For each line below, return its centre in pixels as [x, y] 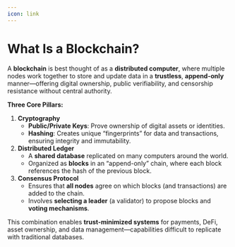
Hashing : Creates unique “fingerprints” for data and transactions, [123, 133]
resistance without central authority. [60, 91]
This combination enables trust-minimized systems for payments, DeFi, [113, 222]
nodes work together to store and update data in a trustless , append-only [116, 76]
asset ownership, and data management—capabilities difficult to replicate [114, 229]
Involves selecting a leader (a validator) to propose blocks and [120, 200]
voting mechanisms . [59, 208]
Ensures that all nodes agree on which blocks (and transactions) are [127, 186]
